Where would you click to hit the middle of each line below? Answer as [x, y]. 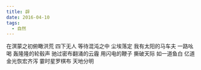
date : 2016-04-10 [28, 17]
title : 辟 [18, 12]
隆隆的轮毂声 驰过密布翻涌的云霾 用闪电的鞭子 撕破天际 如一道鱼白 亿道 [106, 54]
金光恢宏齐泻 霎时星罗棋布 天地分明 [50, 61]
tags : [13, 23]
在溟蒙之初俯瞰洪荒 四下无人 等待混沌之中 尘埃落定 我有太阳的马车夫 [91, 46]
